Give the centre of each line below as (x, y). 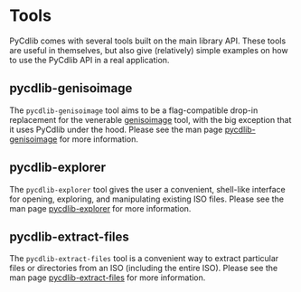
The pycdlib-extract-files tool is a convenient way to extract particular (144, 259)
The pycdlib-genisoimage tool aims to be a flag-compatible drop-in (134, 110)
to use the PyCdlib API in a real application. (89, 60)
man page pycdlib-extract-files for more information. (108, 278)
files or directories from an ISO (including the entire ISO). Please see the (144, 268)
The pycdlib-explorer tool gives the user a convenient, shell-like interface (148, 189)
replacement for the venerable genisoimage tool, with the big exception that (150, 119)
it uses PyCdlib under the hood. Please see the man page (116, 129)
